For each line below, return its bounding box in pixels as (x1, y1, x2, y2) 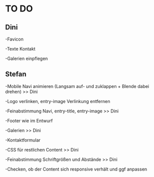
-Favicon (5, 36, 24, 42)
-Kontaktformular (5, 137, 41, 143)
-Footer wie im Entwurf (5, 117, 53, 123)
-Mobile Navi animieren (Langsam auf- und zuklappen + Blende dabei (5, 83, 149, 89)
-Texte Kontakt (5, 46, 36, 51)
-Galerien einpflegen (5, 55, 48, 61)
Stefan (5, 70, 27, 78)
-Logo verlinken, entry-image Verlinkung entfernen (5, 98, 110, 104)
